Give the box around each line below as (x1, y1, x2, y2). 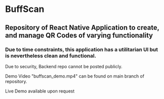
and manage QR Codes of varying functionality (5, 31, 153, 39)
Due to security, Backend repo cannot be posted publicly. (5, 63, 122, 69)
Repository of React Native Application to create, (5, 23, 160, 32)
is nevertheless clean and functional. (5, 52, 97, 59)
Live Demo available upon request (5, 88, 75, 94)
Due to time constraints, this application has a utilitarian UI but (5, 46, 159, 53)
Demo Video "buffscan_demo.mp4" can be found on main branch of (5, 73, 145, 79)
